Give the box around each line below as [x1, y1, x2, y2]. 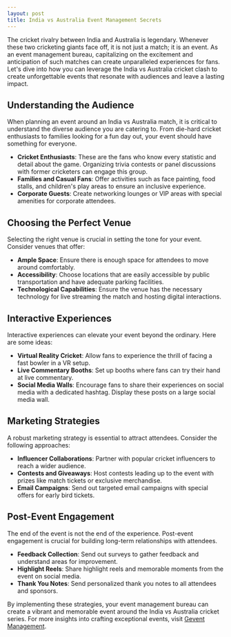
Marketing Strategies [7, 415, 100, 427]
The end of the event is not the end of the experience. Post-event [7, 529, 194, 538]
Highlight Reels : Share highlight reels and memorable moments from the [17, 565, 224, 573]
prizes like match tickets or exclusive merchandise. [17, 476, 162, 485]
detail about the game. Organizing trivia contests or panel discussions [17, 160, 216, 169]
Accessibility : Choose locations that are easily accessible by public [17, 270, 210, 279]
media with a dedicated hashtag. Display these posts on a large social [17, 387, 216, 396]
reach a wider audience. [17, 461, 86, 469]
